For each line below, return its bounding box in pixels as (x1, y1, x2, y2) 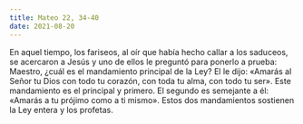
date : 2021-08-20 (9, 22, 75, 31)
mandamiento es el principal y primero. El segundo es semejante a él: (9, 85, 269, 96)
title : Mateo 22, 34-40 (9, 13, 100, 23)
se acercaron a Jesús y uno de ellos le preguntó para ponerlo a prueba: (9, 56, 278, 67)
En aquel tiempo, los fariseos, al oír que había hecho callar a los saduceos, (9, 46, 288, 57)
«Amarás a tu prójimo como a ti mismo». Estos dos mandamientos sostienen (9, 94, 295, 105)
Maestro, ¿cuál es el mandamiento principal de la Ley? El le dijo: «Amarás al (9, 65, 292, 77)
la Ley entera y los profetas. (9, 104, 113, 115)
